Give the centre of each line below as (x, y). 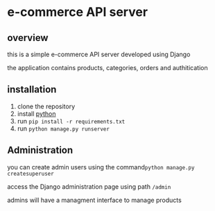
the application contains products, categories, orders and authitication (108, 68)
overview (28, 38)
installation (32, 90)
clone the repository (46, 106)
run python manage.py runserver (63, 128)
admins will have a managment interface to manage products (94, 200)
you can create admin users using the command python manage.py (101, 167)
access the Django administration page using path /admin (89, 186)
